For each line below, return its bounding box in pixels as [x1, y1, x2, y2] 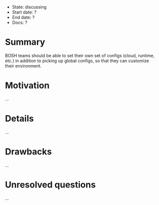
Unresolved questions [5, 179, 96, 190]
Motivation [5, 80, 50, 91]
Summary [5, 36, 45, 48]
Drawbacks [5, 146, 52, 157]
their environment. [5, 63, 42, 68]
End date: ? [12, 15, 35, 20]
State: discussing [12, 4, 47, 10]
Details [5, 113, 34, 124]
